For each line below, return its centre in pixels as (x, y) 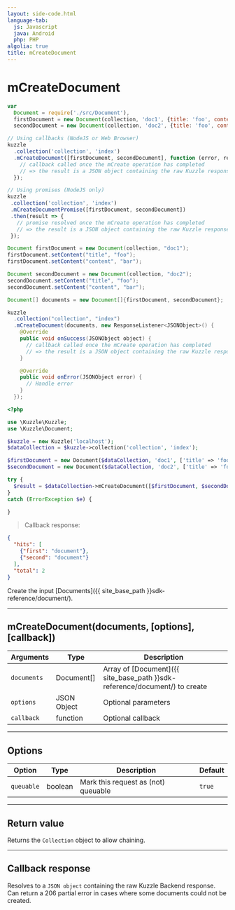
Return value (36, 823)
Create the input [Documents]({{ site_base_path (76, 590)
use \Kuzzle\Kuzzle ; (37, 422)
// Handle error (49, 384)
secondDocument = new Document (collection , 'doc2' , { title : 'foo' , (114, 126)
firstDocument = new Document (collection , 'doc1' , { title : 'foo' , (112, 119)
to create (193, 686)
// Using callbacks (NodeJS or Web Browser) (73, 138)
